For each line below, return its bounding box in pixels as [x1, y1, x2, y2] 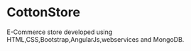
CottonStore [6, 4, 81, 21]
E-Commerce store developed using [6, 28, 113, 36]
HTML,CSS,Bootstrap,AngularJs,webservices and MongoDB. [6, 35, 185, 43]
